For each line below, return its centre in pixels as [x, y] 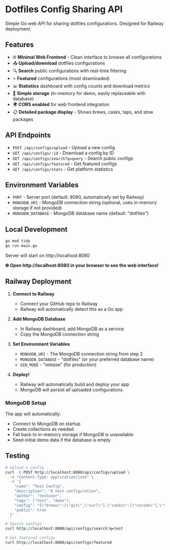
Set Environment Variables [41, 344]
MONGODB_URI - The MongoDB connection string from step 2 [81, 353]
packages [23, 119]
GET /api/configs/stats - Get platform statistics [63, 169]
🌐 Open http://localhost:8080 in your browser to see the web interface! [82, 265]
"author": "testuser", [38, 496]
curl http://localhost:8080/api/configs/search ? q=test [64, 529]
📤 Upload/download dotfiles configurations [59, 63]
